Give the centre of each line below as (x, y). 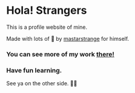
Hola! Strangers (47, 10)
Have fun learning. (34, 70)
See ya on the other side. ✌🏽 (42, 83)
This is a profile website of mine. (47, 27)
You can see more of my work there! (61, 54)
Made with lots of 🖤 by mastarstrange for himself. (68, 38)
